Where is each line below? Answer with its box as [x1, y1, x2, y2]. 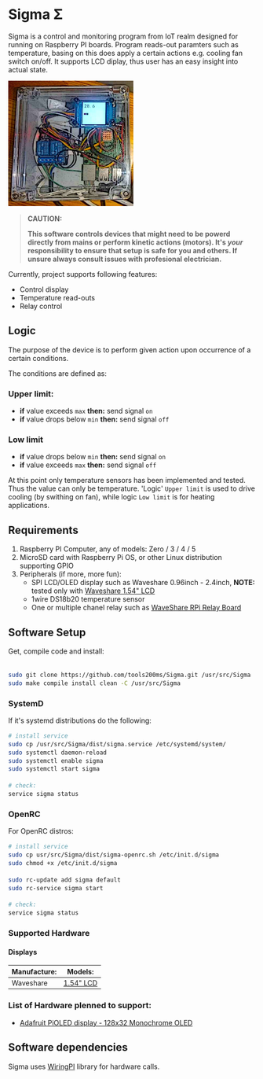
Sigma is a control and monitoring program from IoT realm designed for [8, 31, 238, 41]
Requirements [8, 523, 79, 536]
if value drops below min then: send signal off [19, 414, 170, 424]
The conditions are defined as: [8, 368, 108, 378]
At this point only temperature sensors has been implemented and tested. [8, 476, 246, 485]
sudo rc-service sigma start [8, 884, 104, 892]
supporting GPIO [19, 561, 75, 571]
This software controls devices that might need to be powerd [27, 229, 231, 238]
